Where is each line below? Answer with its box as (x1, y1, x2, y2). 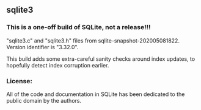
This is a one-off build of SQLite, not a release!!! (6, 23, 151, 32)
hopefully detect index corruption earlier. (6, 61, 109, 69)
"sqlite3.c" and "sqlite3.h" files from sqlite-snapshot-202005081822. (6, 36, 180, 44)
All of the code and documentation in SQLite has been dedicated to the (6, 91, 185, 98)
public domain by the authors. (6, 97, 81, 104)
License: (6, 77, 32, 85)
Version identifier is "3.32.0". (6, 43, 79, 50)
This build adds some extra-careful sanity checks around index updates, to (6, 55, 196, 63)
